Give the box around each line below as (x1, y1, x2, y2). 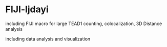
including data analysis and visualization (5, 36, 91, 42)
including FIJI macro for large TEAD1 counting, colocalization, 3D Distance (5, 20, 162, 27)
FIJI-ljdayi (5, 4, 49, 15)
